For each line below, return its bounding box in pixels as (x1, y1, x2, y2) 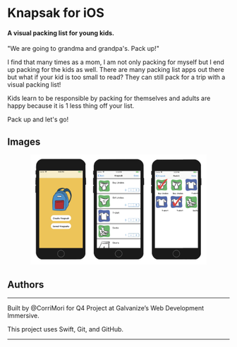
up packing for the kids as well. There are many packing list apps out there (7, 66, 224, 74)
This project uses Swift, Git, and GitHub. (7, 325, 124, 334)
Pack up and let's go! (7, 115, 69, 124)
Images (7, 135, 41, 147)
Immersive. (7, 312, 40, 320)
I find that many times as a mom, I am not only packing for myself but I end (7, 58, 224, 66)
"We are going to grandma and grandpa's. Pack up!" (7, 44, 160, 53)
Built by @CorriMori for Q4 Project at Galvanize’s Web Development (7, 304, 205, 312)
